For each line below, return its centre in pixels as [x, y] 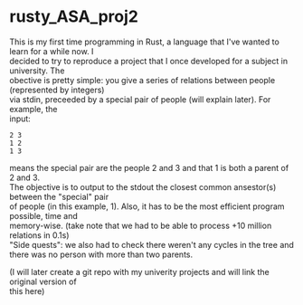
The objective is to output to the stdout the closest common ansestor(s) [143, 186]
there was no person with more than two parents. [101, 254]
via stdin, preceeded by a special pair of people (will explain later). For [140, 99]
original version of [43, 281]
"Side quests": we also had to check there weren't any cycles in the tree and [151, 244]
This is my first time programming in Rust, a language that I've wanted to [145, 42]
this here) [27, 291]
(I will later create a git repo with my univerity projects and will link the [139, 272]
